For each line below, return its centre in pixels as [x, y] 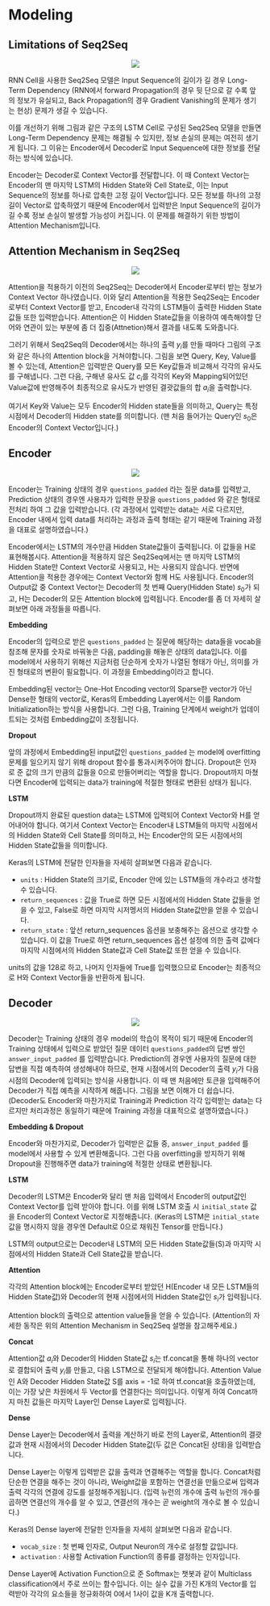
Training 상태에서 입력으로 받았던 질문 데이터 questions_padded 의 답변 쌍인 [127, 1049]
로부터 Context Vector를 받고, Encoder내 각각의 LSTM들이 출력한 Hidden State [135, 307]
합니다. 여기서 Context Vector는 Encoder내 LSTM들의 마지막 [133, 825]
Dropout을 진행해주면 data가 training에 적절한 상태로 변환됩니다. [110, 1164]
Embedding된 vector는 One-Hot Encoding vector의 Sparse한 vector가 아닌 [130, 688]
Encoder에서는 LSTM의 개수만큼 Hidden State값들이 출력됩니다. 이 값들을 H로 [132, 546]
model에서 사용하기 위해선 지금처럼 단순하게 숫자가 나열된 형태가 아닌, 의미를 [129, 661]
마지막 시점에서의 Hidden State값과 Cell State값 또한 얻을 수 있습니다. [131, 950]
